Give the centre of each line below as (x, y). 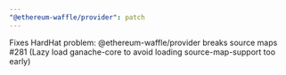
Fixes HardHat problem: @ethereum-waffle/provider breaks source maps (143, 42)
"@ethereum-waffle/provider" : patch (77, 17)
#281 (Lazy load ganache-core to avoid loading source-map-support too (143, 52)
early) (20, 61)
